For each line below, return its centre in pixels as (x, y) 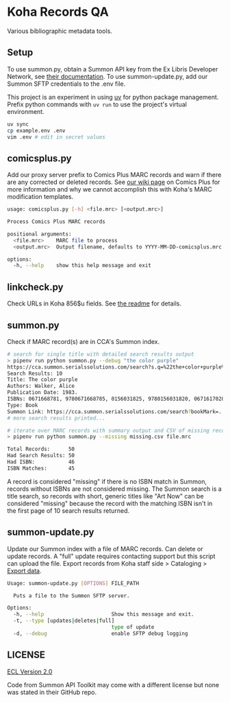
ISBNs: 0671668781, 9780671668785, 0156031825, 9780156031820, (99, 399)
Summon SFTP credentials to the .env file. (66, 84)
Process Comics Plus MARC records (56, 222)
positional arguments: (39, 234)
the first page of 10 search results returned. (68, 510)
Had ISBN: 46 (41, 462)
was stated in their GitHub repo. (52, 692)
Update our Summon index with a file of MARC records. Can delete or (105, 549)
